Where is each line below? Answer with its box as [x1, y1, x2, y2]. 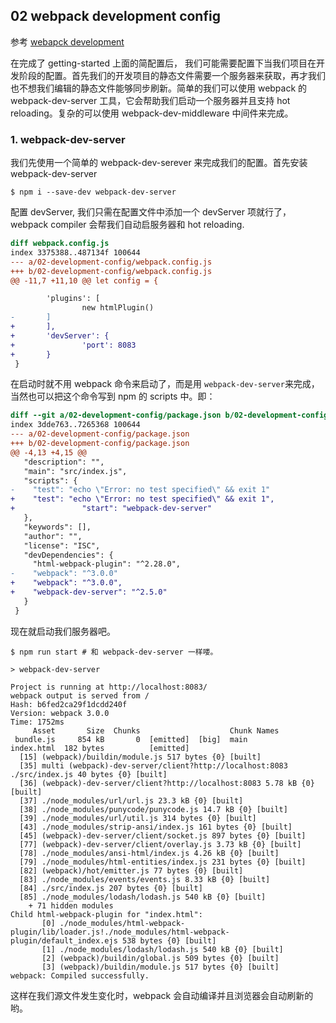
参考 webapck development [10, 35, 125, 48]
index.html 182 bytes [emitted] [10, 743, 190, 753]
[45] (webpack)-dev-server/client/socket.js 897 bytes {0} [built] [19, 830, 307, 841]
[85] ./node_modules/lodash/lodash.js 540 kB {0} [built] [19, 892, 267, 902]
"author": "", [23, 531, 83, 541]
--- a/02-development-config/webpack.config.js [10, 257, 213, 267]
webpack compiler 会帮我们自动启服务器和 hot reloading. [10, 219, 245, 231]
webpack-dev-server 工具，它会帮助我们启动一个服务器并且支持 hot [10, 94, 291, 106]
